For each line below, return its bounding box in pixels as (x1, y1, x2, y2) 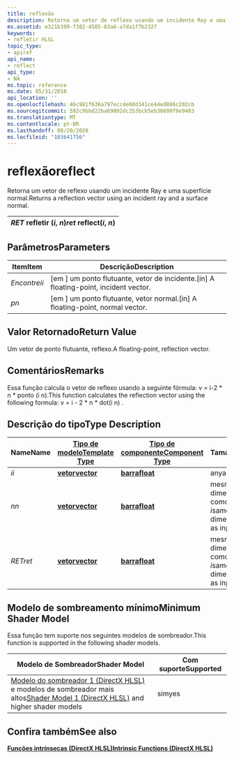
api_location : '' (7, 95, 58, 102)
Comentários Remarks (7, 365, 104, 377)
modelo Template (57, 448, 114, 458)
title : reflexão (7, 10, 54, 17)
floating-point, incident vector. (50, 283, 151, 292)
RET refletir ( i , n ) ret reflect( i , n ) (10, 218, 116, 227)
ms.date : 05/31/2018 (7, 88, 68, 95)
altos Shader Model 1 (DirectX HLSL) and (10, 693, 144, 703)
